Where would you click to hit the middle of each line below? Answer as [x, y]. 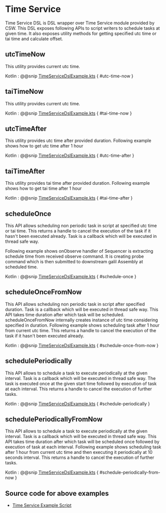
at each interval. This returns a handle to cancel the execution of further [79, 389]
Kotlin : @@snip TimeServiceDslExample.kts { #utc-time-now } [69, 76]
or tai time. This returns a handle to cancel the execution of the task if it [78, 231]
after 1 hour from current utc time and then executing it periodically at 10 [79, 452]
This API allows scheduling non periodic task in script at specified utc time [81, 225]
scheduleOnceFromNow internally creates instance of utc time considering [82, 320]
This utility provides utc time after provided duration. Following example [78, 141]
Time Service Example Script [42, 506]
